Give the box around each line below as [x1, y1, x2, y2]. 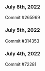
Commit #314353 [5, 38, 40, 44]
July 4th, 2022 [5, 50, 41, 57]
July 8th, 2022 [5, 3, 40, 10]
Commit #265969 [5, 15, 40, 21]
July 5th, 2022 [5, 27, 40, 34]
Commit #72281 [5, 61, 37, 67]
